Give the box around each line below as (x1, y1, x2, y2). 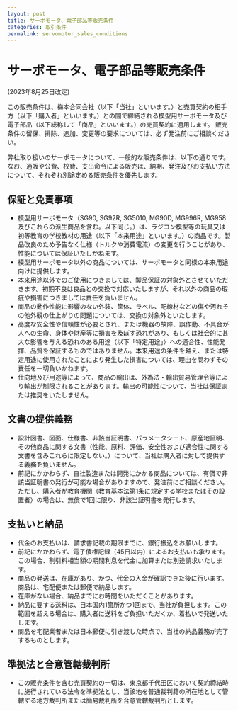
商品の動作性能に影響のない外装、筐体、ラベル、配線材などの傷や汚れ (17, 302, 223, 310)
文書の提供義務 (7, 414, 73, 426)
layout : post (7, 10, 46, 18)
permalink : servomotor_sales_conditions (7, 30, 129, 38)
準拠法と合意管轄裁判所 (7, 659, 110, 671)
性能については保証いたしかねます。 (17, 249, 123, 257)
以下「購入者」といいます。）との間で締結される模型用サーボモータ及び (19, 111, 227, 120)
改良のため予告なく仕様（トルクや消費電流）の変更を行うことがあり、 (23, 240, 229, 249)
